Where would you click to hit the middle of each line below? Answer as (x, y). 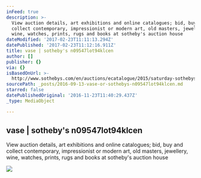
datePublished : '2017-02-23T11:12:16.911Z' (61, 46)
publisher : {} (24, 62)
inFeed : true (22, 12)
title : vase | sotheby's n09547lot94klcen (60, 51)
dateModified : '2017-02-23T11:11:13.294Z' (60, 40)
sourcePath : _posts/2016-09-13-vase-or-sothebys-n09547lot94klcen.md (95, 85)
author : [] (20, 56)
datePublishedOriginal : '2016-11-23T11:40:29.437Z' (72, 95)
